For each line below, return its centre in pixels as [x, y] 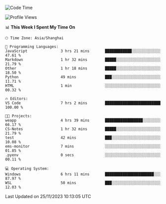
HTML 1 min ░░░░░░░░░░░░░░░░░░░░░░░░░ [83, 86]
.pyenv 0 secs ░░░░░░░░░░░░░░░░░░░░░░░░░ [83, 155]
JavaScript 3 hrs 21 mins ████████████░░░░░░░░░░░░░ [83, 51]
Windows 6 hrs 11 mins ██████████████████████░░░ [83, 174]
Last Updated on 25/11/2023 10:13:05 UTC [48, 196]
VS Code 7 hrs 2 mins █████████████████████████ [83, 103]
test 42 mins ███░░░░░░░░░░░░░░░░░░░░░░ [83, 138]
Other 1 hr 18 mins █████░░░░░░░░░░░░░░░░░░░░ [83, 68]
